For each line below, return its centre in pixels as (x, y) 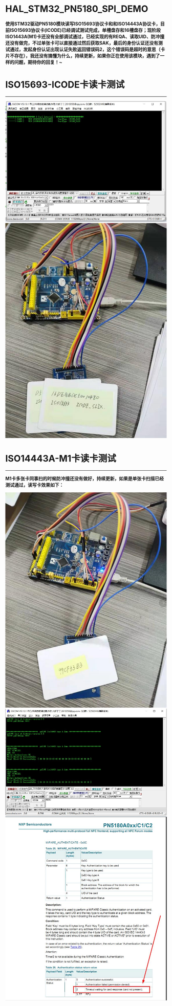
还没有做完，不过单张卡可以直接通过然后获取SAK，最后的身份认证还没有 (82, 43)
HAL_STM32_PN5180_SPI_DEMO (77, 9)
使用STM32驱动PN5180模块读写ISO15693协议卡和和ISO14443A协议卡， (83, 24)
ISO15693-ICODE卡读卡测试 (65, 85)
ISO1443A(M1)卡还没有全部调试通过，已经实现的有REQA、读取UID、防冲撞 (85, 36)
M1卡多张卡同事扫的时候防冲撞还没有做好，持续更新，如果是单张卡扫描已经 (85, 478)
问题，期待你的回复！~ (38, 62)
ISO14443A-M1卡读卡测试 (61, 459)
